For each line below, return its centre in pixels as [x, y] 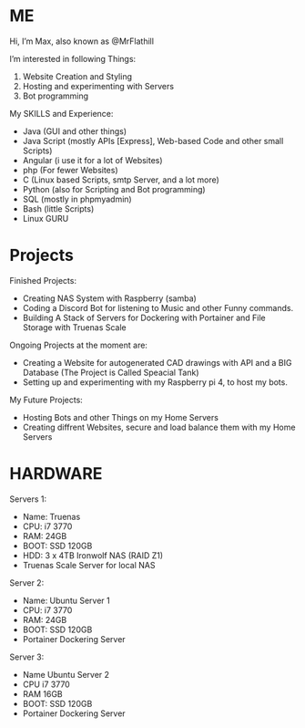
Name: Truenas [51, 516]
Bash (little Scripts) [58, 208]
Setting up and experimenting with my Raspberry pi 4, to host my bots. [155, 382]
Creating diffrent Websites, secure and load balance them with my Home [159, 427]
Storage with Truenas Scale [75, 327]
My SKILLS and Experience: [61, 113]
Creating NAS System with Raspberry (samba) [110, 298]
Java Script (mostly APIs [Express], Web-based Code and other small [153, 140]
